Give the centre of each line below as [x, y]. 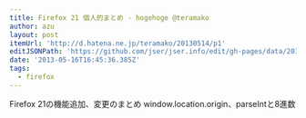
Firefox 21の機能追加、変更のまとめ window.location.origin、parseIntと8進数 [153, 103]
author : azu [32, 26]
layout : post [34, 34]
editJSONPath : [36, 52]
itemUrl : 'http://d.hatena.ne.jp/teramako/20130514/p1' [117, 43]
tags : [20, 69]
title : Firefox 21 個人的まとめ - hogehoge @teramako [109, 18]
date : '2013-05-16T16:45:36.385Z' [75, 60]
